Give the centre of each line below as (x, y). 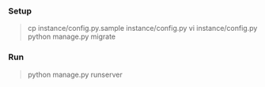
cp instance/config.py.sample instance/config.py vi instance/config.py (142, 28)
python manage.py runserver (75, 74)
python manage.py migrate (72, 36)
